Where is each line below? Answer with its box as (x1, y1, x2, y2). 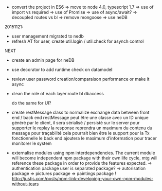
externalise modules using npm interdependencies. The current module (11, 150, 155, 156)
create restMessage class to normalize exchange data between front (11, 109, 150, 115)
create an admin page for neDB (11, 57, 75, 63)
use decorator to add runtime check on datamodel (11, 67, 113, 72)
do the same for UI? (11, 100, 52, 106)
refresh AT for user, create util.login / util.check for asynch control (11, 38, 144, 44)
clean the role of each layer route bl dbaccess (11, 91, 104, 96)
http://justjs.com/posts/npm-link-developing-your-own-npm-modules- (11, 176, 154, 181)
